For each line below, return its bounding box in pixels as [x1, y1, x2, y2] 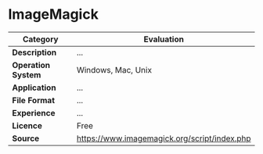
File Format [12, 95, 56, 106]
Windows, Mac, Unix [76, 64, 153, 75]
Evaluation [143, 34, 184, 45]
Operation [12, 59, 51, 70]
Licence [12, 120, 43, 131]
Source [12, 133, 40, 144]
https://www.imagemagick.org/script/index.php [76, 133, 251, 144]
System [12, 69, 41, 80]
